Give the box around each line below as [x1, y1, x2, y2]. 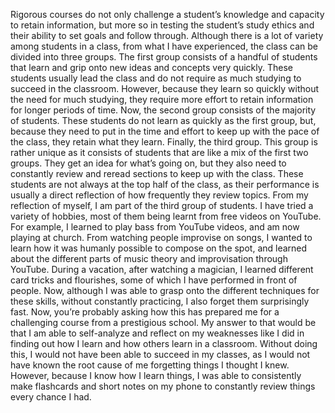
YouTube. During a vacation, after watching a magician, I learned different [10, 264, 314, 275]
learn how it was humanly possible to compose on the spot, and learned [10, 242, 308, 254]
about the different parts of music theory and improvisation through [10, 253, 288, 264]
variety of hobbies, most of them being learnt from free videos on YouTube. [10, 210, 322, 222]
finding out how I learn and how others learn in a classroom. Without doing [10, 338, 318, 349]
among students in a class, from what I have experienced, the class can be [10, 40, 319, 52]
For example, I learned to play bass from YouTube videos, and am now [10, 221, 300, 233]
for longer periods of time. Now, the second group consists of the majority [10, 104, 317, 116]
